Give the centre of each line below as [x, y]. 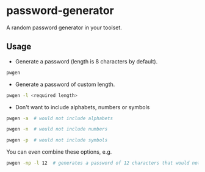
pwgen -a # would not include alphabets [60, 118]
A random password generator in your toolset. [64, 27]
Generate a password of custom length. [65, 84]
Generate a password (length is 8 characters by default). [86, 61]
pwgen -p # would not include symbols [57, 140]
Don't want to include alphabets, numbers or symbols [82, 107]
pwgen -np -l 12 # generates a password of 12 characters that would [98, 163]
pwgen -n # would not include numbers [57, 129]
